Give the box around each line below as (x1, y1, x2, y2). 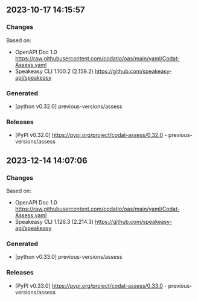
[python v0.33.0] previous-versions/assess (14, 253, 123, 261)
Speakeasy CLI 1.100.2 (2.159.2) (14, 68, 94, 75)
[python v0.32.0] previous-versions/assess (14, 103, 123, 110)
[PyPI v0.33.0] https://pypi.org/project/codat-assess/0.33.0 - (14, 282, 167, 289)
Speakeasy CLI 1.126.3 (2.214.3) (14, 218, 94, 225)
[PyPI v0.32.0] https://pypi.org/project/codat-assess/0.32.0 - (14, 131, 167, 139)
